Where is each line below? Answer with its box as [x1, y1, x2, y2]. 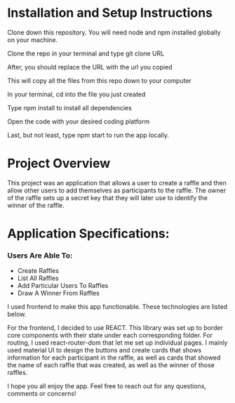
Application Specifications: [7, 226, 170, 242]
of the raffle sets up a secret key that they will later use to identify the [7, 193, 208, 201]
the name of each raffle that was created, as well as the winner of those [7, 361, 215, 369]
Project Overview [7, 156, 111, 171]
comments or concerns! [7, 390, 76, 398]
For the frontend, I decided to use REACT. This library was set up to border [7, 324, 223, 332]
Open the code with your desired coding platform [7, 117, 150, 126]
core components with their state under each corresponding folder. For [7, 331, 213, 340]
